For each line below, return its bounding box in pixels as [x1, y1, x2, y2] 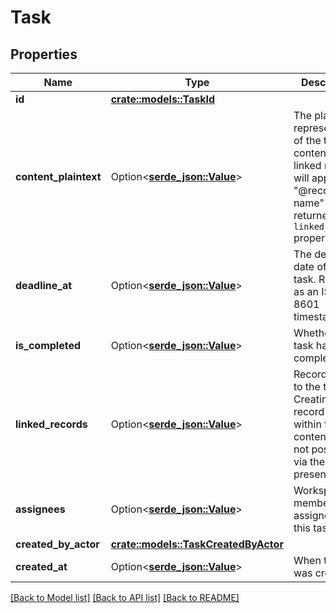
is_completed [15, 339, 82, 352]
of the [293, 134, 322, 147]
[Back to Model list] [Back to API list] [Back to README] [10, 592, 240, 603]
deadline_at [15, 279, 73, 292]
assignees [15, 502, 66, 516]
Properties [10, 46, 78, 63]
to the [293, 380, 321, 393]
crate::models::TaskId [110, 92, 216, 106]
